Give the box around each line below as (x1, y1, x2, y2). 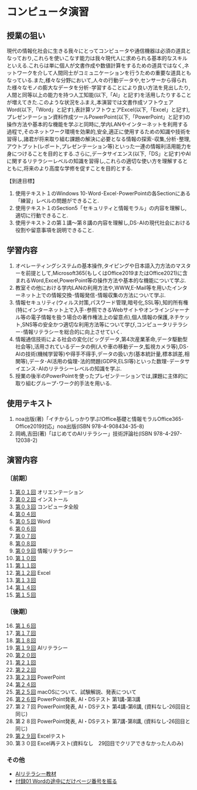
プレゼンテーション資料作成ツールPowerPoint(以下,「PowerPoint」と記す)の (6, 113, 191, 120)
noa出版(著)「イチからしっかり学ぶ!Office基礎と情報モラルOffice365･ (15, 415, 184, 422)
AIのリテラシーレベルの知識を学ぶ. (38, 365, 122, 372)
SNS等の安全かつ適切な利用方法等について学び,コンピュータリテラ (22, 321, 183, 328)
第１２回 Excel (15, 570, 51, 577)
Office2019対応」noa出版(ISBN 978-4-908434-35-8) (15, 423, 144, 430)
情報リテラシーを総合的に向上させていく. (23, 328, 123, 335)
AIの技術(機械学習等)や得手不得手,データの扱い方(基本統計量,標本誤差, (15, 350, 185, 357)
